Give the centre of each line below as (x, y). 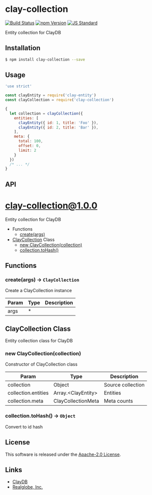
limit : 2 (27, 150)
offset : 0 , (29, 146)
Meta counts (118, 401)
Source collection (124, 385)
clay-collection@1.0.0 (51, 206)
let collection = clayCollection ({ (46, 113)
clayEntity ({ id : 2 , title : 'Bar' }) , (58, 127)
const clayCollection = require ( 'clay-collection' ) (59, 100)
